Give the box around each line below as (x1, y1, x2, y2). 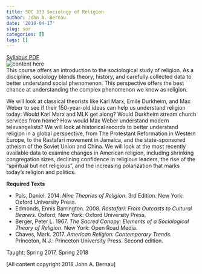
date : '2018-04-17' (6, 20, 56, 26)
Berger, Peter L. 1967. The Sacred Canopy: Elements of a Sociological (15, 218, 189, 225)
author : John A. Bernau (6, 15, 67, 21)
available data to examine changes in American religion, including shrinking (6, 149, 194, 156)
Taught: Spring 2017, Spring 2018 (6, 249, 89, 256)
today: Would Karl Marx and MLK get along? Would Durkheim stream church (6, 110, 197, 118)
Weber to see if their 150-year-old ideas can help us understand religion (6, 104, 186, 111)
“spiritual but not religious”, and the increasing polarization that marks (6, 162, 180, 169)
